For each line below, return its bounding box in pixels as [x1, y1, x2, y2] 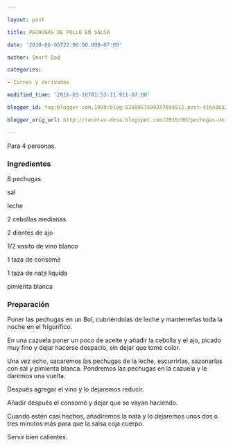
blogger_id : [7, 104, 42, 111]
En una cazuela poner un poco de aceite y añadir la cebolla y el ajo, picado [7, 336, 222, 344]
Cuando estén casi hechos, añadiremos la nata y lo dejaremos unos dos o [7, 412, 218, 421]
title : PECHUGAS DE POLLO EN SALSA [7, 28, 110, 35]
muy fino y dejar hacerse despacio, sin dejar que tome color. [7, 344, 180, 352]
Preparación [7, 299, 50, 309]
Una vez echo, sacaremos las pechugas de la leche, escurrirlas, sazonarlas [7, 357, 223, 365]
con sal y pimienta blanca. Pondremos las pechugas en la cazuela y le [7, 364, 207, 373]
